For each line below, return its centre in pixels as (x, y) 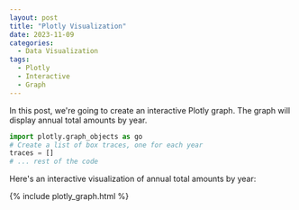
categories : (32, 43)
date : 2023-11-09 (42, 34)
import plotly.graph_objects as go (76, 136)
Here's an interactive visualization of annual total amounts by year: (133, 179)
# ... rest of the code (54, 162)
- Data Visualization (58, 51)
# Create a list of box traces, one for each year (106, 145)
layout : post (34, 18)
